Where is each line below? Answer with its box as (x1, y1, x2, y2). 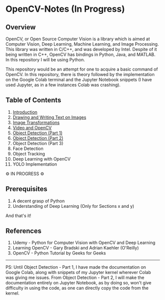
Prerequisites (5, 185, 47, 193)
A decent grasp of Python (12, 198, 65, 204)
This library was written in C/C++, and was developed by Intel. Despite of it (5, 47, 157, 52)
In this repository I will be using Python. (5, 57, 85, 62)
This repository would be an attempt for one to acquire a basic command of (5, 66, 158, 72)
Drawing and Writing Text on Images (12, 114, 87, 120)
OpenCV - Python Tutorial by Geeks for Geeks (12, 250, 106, 256)
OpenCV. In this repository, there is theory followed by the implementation (5, 72, 155, 77)
